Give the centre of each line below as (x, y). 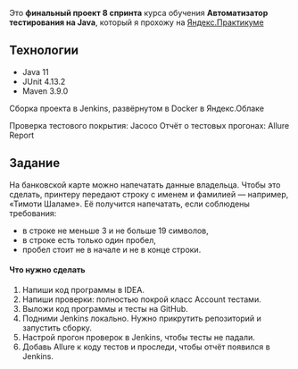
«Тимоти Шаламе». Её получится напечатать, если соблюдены (129, 204)
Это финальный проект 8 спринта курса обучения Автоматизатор (139, 13)
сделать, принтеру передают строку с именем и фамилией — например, (149, 194)
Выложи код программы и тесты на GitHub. (105, 308)
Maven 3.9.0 (45, 91)
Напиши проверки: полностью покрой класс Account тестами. (141, 299)
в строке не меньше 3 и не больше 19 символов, (116, 231)
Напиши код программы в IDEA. (83, 289)
